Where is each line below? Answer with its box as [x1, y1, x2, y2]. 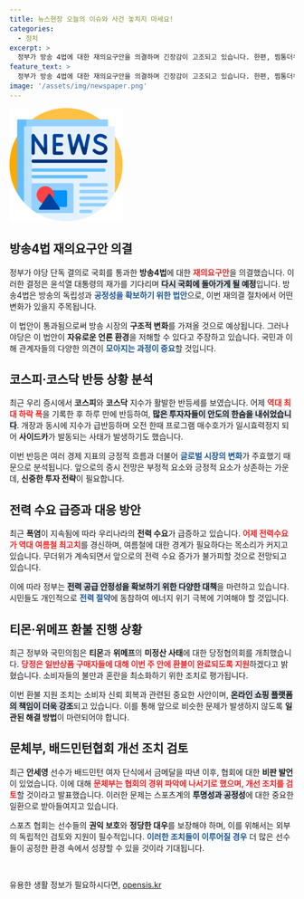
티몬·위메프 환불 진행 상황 [9, 621, 143, 637]
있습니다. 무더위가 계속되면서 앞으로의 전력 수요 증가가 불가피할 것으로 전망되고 [9, 550, 288, 561]
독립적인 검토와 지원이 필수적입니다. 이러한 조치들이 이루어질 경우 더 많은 [18, 831, 274, 842]
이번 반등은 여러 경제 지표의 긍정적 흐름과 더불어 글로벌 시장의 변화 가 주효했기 [9, 451, 281, 462]
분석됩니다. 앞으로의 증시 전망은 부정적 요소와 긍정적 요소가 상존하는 [33, 462, 273, 473]
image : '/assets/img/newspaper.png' [9, 81, 147, 91]
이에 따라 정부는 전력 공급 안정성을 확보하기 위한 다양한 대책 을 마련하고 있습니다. [9, 581, 290, 592]
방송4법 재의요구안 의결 [9, 241, 133, 257]
